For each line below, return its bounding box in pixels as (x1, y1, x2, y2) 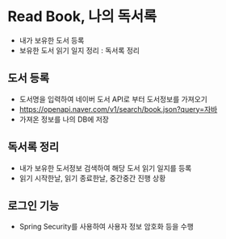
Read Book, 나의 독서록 (7, 7, 157, 26)
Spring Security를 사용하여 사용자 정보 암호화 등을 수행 (19, 222, 195, 232)
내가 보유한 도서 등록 (19, 35, 85, 45)
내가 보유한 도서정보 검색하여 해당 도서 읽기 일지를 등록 (19, 163, 192, 173)
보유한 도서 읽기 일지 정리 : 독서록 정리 (19, 45, 140, 55)
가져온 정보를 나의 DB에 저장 (19, 114, 110, 124)
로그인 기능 (7, 199, 60, 212)
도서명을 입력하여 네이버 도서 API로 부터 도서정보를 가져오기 (19, 94, 207, 104)
